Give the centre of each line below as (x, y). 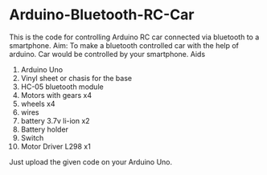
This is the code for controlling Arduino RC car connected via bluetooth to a (134, 37)
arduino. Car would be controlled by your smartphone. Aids (107, 54)
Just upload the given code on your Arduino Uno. (91, 161)
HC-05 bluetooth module (62, 87)
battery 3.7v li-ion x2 (55, 120)
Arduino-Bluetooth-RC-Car (102, 15)
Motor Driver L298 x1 (55, 146)
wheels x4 (38, 104)
